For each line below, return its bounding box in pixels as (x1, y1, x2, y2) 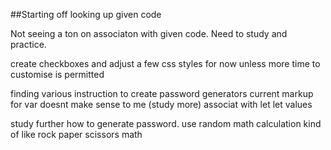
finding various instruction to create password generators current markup (10, 88, 314, 99)
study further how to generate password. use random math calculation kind (10, 118, 322, 129)
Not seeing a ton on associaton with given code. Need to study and (10, 28, 288, 39)
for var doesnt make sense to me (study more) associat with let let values (10, 99, 313, 110)
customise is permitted (10, 69, 105, 80)
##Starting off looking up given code (10, 9, 162, 20)
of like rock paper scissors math (10, 129, 143, 140)
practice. (10, 39, 47, 50)
